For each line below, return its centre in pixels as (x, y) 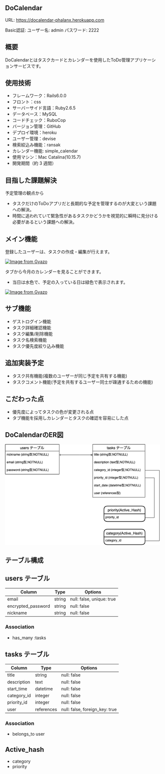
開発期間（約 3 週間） (34, 163)
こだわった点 (25, 399)
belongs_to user (28, 734)
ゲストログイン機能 (32, 321)
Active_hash (25, 749)
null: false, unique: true (93, 599)
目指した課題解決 (31, 180)
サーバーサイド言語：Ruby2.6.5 (44, 108)
